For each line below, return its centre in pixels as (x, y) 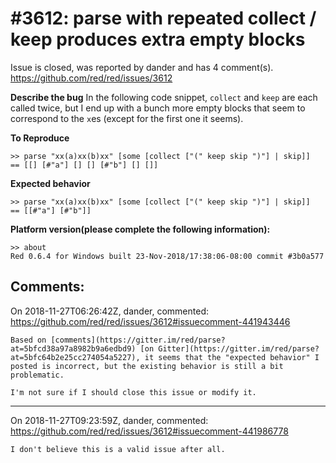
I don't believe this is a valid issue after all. (118, 449)
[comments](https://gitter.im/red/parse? (138, 340)
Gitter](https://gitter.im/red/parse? (239, 348)
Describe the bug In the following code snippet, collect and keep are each (164, 97)
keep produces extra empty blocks (158, 39)
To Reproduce (40, 138)
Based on (28, 340)
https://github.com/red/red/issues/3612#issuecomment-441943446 (150, 321)
